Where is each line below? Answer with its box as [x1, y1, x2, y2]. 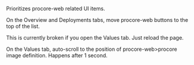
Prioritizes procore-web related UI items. [6, 5, 105, 12]
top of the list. [6, 23, 40, 30]
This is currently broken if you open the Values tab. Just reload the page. [6, 34, 184, 41]
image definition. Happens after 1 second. [6, 52, 108, 58]
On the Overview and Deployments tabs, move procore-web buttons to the [6, 17, 188, 23]
